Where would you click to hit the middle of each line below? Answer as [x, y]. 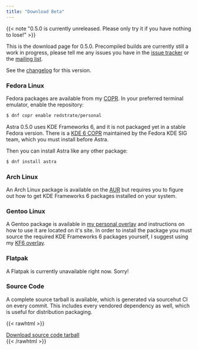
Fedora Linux [25, 85]
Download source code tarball [43, 335]
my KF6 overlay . [26, 243]
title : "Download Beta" [35, 12]
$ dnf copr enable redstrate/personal [54, 115]
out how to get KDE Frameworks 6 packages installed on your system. [92, 196]
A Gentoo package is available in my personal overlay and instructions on [95, 224]
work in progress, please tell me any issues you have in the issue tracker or [98, 52]
